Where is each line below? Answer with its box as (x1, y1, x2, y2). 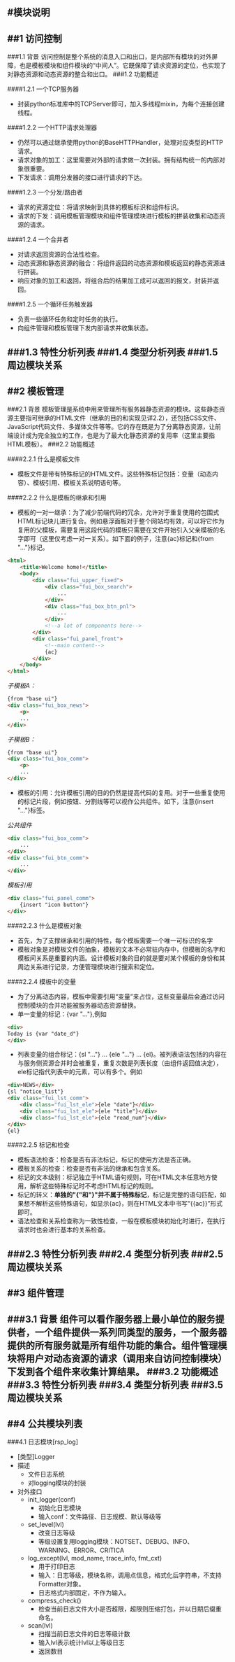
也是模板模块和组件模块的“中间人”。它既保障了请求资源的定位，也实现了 (19, 62, 227, 70)
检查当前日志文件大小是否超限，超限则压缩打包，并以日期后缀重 (38, 1605, 222, 1613)
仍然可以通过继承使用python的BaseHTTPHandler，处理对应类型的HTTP (17, 139, 224, 147)
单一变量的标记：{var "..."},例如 (17, 1010, 107, 1018)
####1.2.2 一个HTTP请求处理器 (7, 123, 98, 132)
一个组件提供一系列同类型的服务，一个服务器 (34, 1326, 227, 1338)
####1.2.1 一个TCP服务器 (7, 85, 79, 93)
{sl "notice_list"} (7, 1088, 64, 1095)
